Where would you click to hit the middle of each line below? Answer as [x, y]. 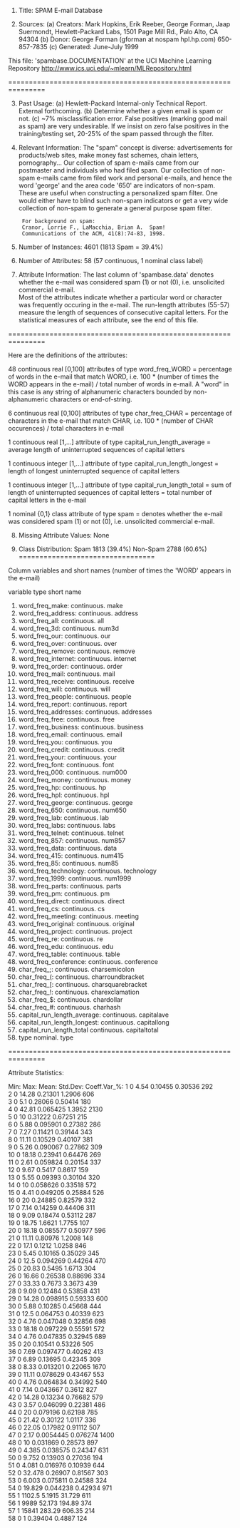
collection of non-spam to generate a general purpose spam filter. [115, 208]
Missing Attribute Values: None [64, 535]
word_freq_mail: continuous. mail [67, 674]
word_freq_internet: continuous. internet [77, 658]
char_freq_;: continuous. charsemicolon [76, 969]
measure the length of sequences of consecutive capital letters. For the [123, 312]
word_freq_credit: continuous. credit [72, 749]
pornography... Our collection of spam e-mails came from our [109, 163]
